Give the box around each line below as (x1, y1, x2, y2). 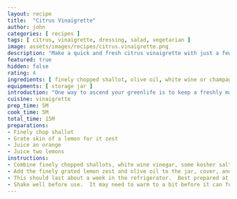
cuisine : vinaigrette (7, 96, 71, 103)
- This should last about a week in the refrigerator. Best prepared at (7, 174, 229, 181)
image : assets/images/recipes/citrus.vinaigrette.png (7, 43, 169, 50)
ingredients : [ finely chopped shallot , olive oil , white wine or (7, 76, 207, 83)
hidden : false (7, 63, 49, 70)
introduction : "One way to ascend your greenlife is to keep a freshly (7, 89, 222, 96)
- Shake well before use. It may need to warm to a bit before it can (7, 181, 222, 188)
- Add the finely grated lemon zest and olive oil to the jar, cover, (7, 167, 219, 175)
